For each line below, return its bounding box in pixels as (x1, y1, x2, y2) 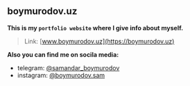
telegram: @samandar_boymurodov (17, 63, 120, 72)
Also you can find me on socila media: (7, 50, 119, 58)
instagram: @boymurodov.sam (17, 71, 105, 79)
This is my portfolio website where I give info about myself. (7, 23, 184, 32)
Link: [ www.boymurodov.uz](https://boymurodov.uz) (24, 37, 175, 45)
